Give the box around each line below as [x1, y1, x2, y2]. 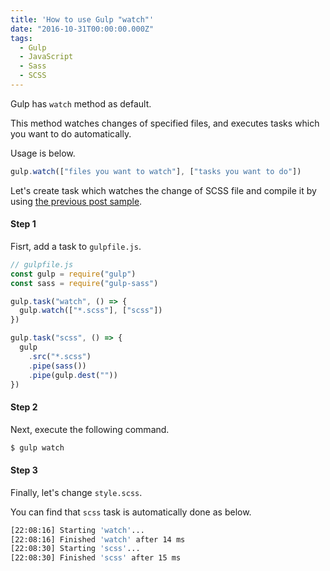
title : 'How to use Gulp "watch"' [10, 14, 155, 25]
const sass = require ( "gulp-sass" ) [10, 278, 159, 288]
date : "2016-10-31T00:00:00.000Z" [10, 24, 155, 34]
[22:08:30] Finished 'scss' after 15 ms [10, 553, 182, 563]
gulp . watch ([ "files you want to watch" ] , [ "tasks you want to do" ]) [10, 166, 302, 176]
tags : [10, 33, 33, 43]
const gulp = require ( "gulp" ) [10, 269, 137, 279]
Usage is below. [10, 147, 76, 159]
